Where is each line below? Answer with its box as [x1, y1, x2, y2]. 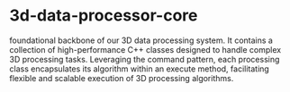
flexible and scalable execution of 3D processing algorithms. [9, 72, 234, 83]
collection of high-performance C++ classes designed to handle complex [9, 44, 282, 54]
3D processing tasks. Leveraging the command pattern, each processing [9, 54, 280, 64]
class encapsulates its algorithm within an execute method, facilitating [9, 63, 270, 74]
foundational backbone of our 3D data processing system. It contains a [9, 35, 273, 46]
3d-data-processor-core [9, 5, 198, 26]
